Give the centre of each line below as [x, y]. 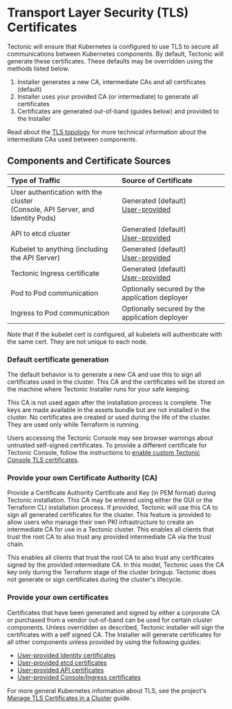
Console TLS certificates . [43, 460]
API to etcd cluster [40, 233]
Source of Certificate [157, 180]
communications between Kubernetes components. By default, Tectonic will [116, 54]
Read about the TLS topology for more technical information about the [107, 132]
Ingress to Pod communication [60, 313]
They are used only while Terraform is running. [74, 425]
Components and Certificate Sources [89, 161]
